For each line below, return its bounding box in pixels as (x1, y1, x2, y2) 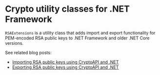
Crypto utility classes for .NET (5, 3, 130, 15)
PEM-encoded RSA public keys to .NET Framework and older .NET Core (5, 35, 150, 41)
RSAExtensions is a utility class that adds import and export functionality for (5, 30, 156, 36)
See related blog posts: (5, 50, 52, 56)
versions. (5, 40, 23, 46)
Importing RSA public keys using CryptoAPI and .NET (12, 59, 119, 65)
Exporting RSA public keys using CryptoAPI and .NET (12, 64, 119, 70)
